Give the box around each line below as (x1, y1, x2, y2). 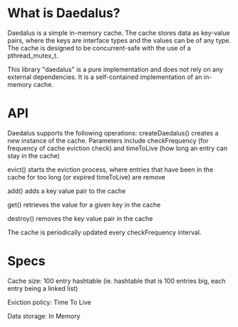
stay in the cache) (7, 151, 61, 160)
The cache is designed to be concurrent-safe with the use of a (7, 43, 191, 52)
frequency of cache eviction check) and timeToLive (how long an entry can (7, 144, 228, 152)
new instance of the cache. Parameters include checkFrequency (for (7, 136, 209, 145)
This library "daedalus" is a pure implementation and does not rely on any (7, 65, 223, 73)
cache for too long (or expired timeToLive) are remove (7, 172, 166, 181)
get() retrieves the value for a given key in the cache (7, 200, 161, 209)
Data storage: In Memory (7, 311, 81, 320)
